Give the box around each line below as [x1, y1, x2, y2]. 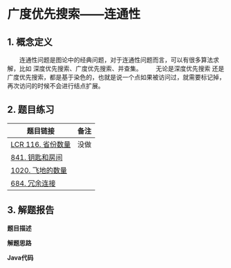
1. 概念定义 [7, 36, 53, 48]
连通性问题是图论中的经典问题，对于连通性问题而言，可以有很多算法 [19, 56, 213, 64]
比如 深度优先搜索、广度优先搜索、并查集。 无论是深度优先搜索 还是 [19, 64, 225, 73]
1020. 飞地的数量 [10, 166, 68, 175]
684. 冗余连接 [10, 178, 56, 188]
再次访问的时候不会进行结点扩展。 [7, 82, 104, 90]
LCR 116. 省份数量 [10, 139, 71, 149]
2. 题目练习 [7, 104, 55, 116]
